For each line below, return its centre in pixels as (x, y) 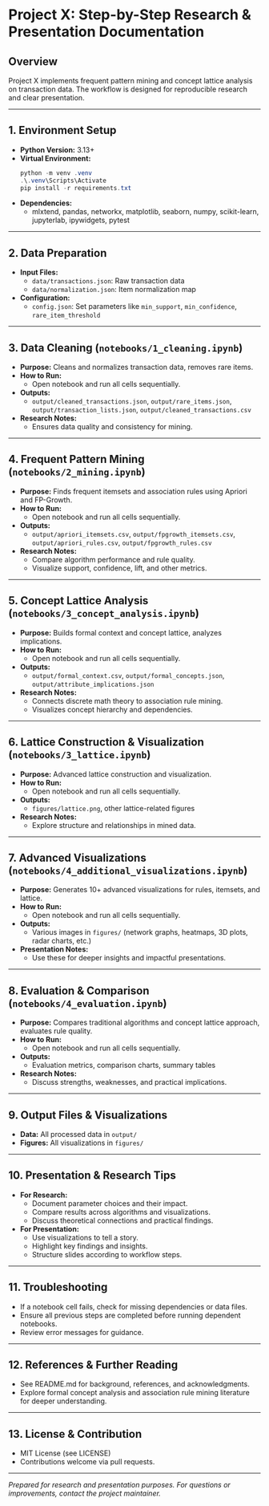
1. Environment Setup (62, 130)
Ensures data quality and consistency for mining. (112, 427)
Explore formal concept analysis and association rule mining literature (135, 1393)
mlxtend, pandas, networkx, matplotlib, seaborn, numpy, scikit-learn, (145, 212)
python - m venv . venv (56, 173)
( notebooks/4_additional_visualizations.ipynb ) (128, 870)
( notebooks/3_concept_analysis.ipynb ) (104, 613)
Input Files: (39, 272)
